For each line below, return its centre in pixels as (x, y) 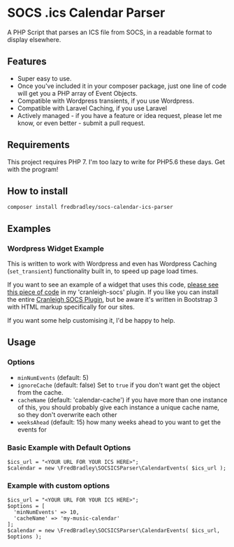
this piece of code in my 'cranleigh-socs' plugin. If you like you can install (113, 292)
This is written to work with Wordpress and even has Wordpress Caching (112, 264)
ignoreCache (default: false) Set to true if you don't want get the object (119, 385)
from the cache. (41, 392)
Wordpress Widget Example (56, 248)
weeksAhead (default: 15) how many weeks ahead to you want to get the (119, 422)
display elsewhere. (34, 39)
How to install (38, 191)
